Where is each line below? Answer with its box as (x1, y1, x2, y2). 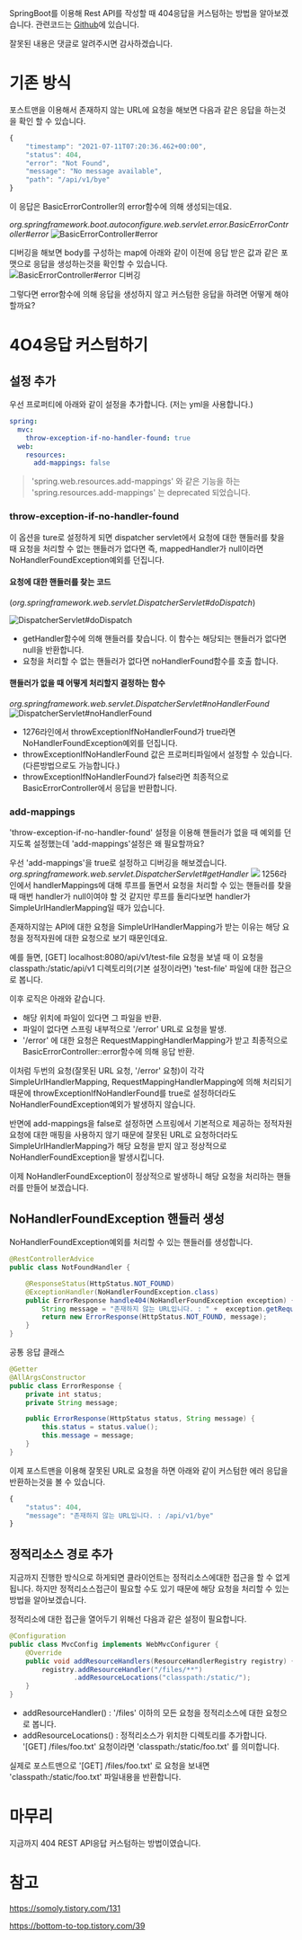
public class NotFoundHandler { (9, 1263, 130, 1272)
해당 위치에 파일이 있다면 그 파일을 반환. (22, 1012, 162, 1023)
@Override (25, 1648, 63, 1657)
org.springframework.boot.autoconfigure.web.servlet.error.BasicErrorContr (9, 219, 289, 230)
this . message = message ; (41, 1431, 135, 1440)
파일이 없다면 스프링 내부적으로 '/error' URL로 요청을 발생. (22, 1024, 227, 1035)
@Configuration (9, 1632, 67, 1641)
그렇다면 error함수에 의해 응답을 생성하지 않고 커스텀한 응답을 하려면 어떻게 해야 (9, 289, 289, 299)
